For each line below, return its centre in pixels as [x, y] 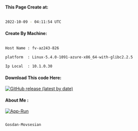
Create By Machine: [26, 33]
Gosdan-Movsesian [23, 125]
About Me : [17, 100]
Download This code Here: [33, 77]
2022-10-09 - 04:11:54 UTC [33, 22]
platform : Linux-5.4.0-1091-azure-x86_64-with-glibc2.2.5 [69, 57]
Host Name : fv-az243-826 [32, 48]
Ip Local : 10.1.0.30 [29, 66]
